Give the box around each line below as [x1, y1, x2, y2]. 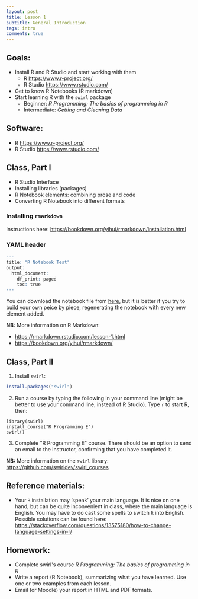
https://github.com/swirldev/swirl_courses [6, 463, 109, 470]
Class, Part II [6, 356, 54, 367]
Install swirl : [14, 372, 46, 380]
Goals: [6, 53, 31, 63]
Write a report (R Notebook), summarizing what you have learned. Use [14, 573, 186, 581]
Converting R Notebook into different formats [14, 197, 125, 205]
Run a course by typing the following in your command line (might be [14, 394, 183, 402]
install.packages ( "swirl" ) [6, 384, 73, 390]
